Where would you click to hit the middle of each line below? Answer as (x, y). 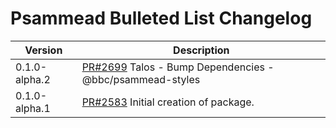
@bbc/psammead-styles (141, 79)
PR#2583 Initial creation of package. (168, 102)
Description (201, 50)
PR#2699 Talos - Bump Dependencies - (178, 67)
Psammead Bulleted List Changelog (161, 18)
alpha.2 (33, 79)
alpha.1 (33, 108)
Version (43, 50)
